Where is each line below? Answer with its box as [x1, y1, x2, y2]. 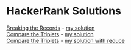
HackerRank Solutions [6, 4, 122, 18]
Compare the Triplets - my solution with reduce [6, 37, 125, 44]
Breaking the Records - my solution [6, 24, 95, 31]
